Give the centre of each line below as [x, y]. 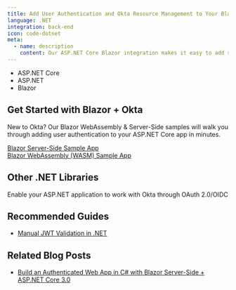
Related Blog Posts [49, 255]
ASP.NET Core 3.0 [44, 280]
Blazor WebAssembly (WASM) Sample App [70, 155]
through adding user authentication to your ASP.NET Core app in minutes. [114, 134]
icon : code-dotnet [34, 33]
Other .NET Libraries [53, 177]
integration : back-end [40, 27]
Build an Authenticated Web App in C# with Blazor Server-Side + [111, 272]
